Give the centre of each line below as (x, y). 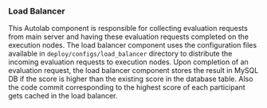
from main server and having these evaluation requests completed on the (129, 37)
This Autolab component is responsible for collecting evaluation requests (128, 29)
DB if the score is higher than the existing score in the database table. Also (131, 79)
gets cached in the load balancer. (63, 96)
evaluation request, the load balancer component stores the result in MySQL (133, 71)
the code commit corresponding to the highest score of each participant (127, 87)
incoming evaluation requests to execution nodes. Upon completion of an (128, 62)
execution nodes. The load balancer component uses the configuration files (133, 45)
